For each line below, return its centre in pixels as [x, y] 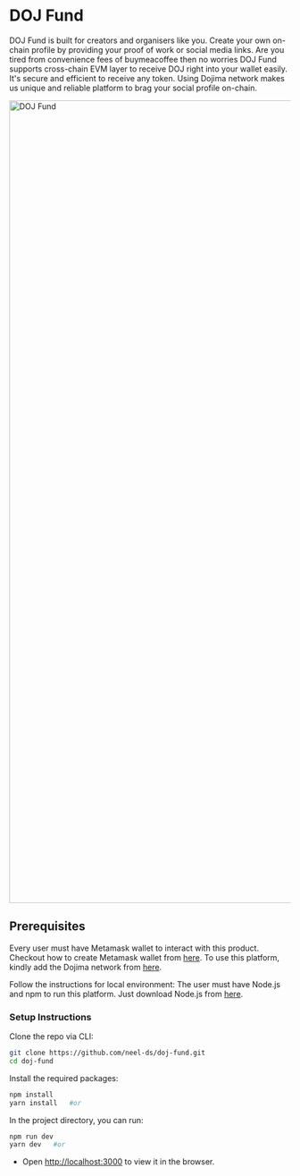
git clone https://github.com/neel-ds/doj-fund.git [107, 1053]
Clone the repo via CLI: [51, 1036]
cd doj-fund [31, 1061]
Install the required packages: [64, 1078]
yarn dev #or [37, 1145]
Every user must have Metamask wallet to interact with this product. [134, 948]
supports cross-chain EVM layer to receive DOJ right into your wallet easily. [149, 69]
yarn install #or [46, 1103]
